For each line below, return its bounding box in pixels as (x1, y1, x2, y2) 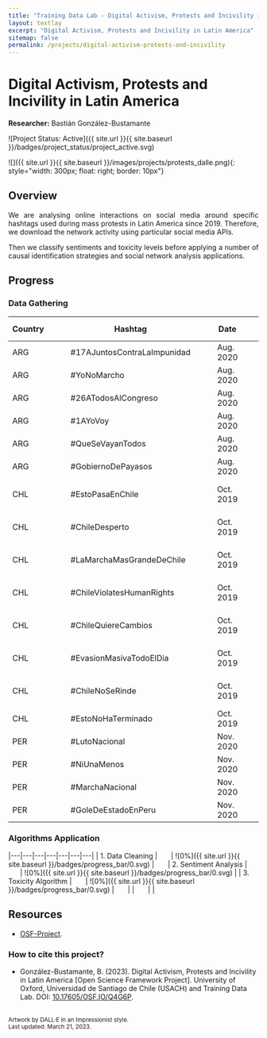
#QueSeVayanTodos (70, 438, 146, 449)
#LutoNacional (70, 735, 126, 747)
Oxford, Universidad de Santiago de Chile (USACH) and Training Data (19, 983, 248, 993)
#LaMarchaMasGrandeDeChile (70, 554, 186, 565)
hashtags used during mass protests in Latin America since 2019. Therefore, (8, 218, 259, 228)
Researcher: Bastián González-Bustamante (8, 118, 151, 128)
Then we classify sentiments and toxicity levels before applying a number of (8, 242, 259, 252)
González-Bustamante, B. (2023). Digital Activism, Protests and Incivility (19, 967, 257, 976)
